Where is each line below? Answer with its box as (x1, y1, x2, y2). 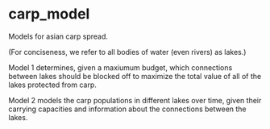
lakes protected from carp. (8, 80, 97, 89)
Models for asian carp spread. (8, 31, 109, 41)
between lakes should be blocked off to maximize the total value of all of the (8, 71, 262, 81)
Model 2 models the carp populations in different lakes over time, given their (8, 95, 262, 105)
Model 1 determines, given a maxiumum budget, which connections (8, 62, 233, 73)
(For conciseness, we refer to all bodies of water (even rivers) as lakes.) (8, 47, 247, 56)
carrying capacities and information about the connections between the (8, 104, 247, 114)
